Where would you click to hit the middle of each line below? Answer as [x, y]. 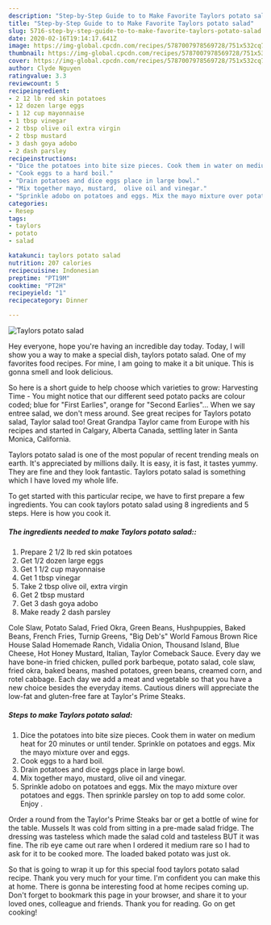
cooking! [23, 912]
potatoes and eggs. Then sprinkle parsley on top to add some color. [133, 795]
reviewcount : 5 [34, 83]
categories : [28, 203]
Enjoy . [31, 803]
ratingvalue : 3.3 [38, 76]
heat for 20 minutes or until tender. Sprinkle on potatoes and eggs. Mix [138, 743]
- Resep [21, 211]
